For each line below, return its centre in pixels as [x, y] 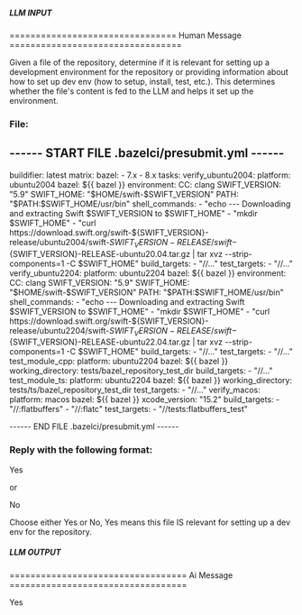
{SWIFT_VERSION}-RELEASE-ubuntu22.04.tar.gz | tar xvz [116, 342]
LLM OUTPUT [35, 552]
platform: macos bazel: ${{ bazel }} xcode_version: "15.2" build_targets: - [145, 399]
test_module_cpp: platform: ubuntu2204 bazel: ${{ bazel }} [119, 362]
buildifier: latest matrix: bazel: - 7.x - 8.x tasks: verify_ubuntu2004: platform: [150, 175]
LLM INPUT [31, 13]
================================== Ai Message [121, 575]
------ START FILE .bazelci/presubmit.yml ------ [147, 153]
